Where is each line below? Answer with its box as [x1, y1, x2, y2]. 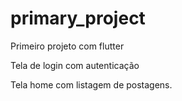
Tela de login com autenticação [10, 59, 140, 71]
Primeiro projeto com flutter [10, 40, 125, 52]
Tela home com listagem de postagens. [10, 78, 173, 91]
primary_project [10, 7, 146, 30]
